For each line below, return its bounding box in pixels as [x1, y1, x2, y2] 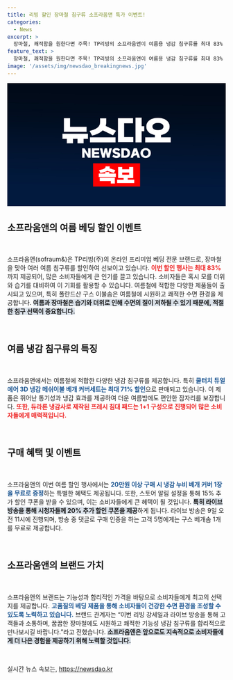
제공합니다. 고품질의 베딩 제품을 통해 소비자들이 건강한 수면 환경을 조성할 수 [19, 601, 221, 610]
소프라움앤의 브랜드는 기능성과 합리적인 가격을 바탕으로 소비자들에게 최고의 [7, 592, 209, 601]
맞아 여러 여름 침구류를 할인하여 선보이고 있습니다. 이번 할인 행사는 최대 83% [14, 264, 222, 272]
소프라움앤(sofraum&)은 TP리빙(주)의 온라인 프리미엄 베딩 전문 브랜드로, [7, 255, 203, 264]
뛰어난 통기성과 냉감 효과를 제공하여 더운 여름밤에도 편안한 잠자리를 [19, 393, 202, 402]
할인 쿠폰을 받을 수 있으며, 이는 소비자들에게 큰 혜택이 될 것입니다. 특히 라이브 [14, 498, 223, 506]
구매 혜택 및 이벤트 [7, 447, 81, 459]
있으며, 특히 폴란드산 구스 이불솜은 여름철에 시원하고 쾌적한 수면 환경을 [25, 290, 216, 299]
